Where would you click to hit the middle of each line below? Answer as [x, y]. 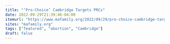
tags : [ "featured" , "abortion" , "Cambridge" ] [54, 29]
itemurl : [14, 19]
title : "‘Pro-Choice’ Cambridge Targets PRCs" [55, 10]
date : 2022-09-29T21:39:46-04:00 [40, 15]
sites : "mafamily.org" [29, 24]
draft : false [19, 33]
